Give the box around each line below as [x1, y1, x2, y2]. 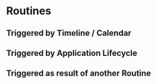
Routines [6, 4, 52, 18]
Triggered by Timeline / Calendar [6, 28, 131, 38]
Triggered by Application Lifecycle [6, 48, 137, 58]
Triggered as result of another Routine [6, 69, 151, 79]
